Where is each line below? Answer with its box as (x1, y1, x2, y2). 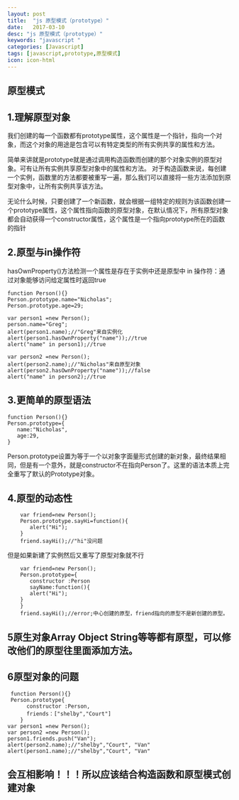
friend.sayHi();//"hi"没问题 (20, 538, 103, 545)
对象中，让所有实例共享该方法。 (13, 182, 107, 190)
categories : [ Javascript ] (7, 43, 84, 50)
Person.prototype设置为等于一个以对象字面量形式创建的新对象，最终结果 (7, 452, 220, 460)
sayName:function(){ (29, 584, 91, 591)
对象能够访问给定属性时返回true (13, 275, 106, 284)
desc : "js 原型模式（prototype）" (7, 30, 103, 38)
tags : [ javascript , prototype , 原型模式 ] (7, 50, 121, 58)
